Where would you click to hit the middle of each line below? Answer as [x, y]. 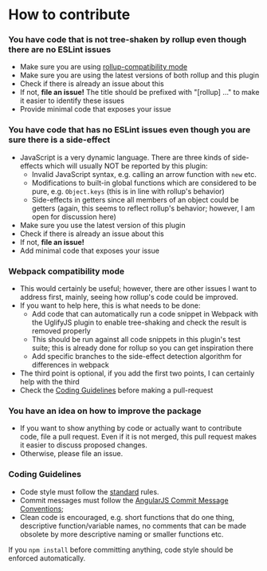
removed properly [61, 331]
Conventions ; [41, 509]
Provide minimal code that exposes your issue [95, 109]
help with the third [49, 382]
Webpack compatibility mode [67, 271]
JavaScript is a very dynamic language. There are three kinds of [125, 157]
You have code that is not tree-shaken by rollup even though [128, 40]
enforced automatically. [47, 558]
